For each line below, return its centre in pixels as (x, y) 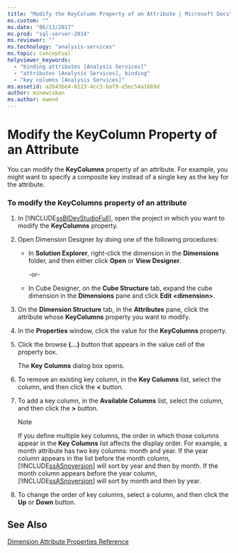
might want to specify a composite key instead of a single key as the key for (118, 177)
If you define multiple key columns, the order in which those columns (118, 436)
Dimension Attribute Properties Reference (68, 542)
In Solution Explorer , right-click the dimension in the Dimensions (124, 253)
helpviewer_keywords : (39, 60)
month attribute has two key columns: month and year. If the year (113, 451)
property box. (38, 352)
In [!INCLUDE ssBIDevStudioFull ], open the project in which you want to (121, 218)
